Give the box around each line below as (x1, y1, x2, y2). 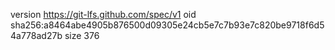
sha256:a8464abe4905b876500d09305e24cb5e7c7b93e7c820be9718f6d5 (10, 19, 325, 31)
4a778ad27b (10, 30, 63, 41)
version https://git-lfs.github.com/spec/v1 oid (10, 9, 197, 20)
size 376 (64, 30, 100, 41)
